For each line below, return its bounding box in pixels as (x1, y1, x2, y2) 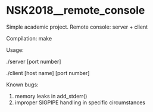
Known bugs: (6, 81, 39, 88)
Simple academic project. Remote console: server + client (6, 23, 148, 30)
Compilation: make (6, 35, 52, 42)
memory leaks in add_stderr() (14, 92, 88, 99)
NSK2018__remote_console (6, 4, 145, 17)
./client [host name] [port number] (6, 69, 90, 76)
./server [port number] (6, 58, 61, 65)
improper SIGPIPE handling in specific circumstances (14, 99, 146, 106)
